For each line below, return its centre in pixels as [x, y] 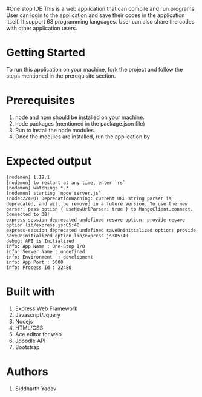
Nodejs [24, 321]
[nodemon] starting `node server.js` [54, 193]
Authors [27, 371]
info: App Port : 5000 [35, 262]
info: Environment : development [50, 257]
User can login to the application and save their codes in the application [96, 15]
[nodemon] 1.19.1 [28, 177]
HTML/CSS [29, 328]
